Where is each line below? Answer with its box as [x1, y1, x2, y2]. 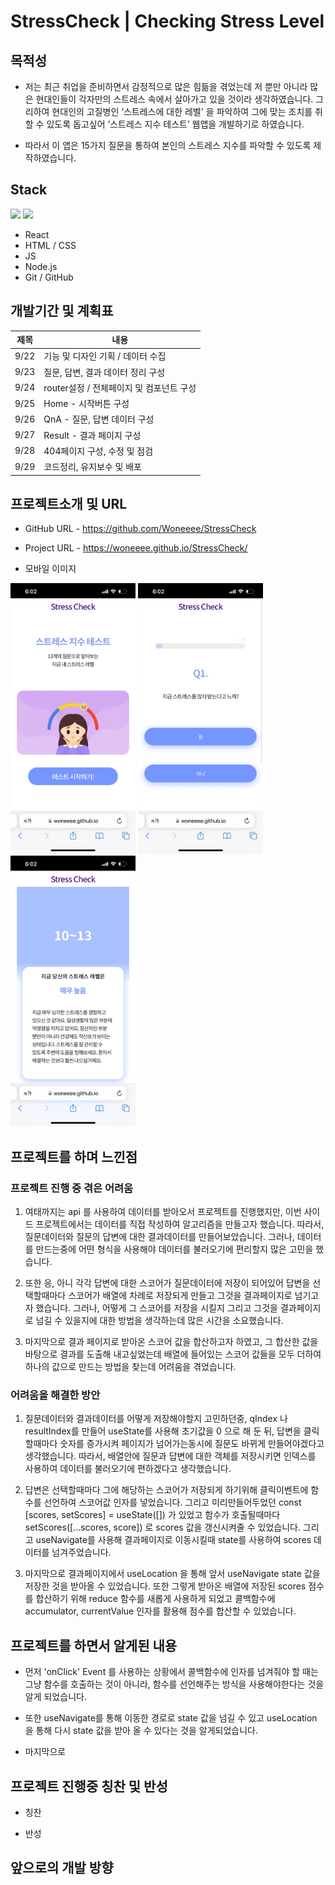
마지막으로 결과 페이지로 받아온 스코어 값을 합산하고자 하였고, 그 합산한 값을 [24, 1336, 319, 1348]
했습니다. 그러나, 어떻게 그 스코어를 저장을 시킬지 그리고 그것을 [35, 1302, 278, 1314]
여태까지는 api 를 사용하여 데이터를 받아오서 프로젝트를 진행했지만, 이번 [24, 1206, 302, 1218]
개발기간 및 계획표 [10, 303, 114, 320]
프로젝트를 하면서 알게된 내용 [10, 1637, 178, 1654]
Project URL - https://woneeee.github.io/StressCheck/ [24, 542, 248, 554]
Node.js [24, 260, 58, 272]
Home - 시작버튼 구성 [43, 398, 130, 410]
